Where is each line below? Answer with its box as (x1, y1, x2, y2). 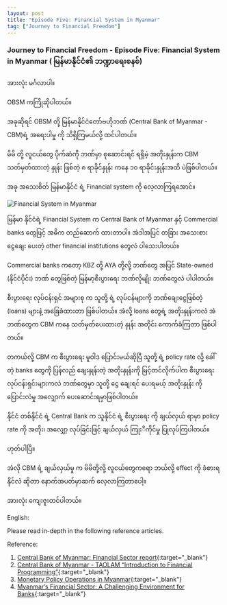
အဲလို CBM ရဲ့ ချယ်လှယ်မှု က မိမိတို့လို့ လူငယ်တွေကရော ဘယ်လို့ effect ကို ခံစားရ (7, 464, 220, 472)
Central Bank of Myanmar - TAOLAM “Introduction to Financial (16, 560, 193, 569)
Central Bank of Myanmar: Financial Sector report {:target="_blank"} (16, 553, 209, 561)
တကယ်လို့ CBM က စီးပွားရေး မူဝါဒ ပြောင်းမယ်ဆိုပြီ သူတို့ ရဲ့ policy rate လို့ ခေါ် (7, 353, 215, 361)
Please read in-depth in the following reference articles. (7, 526, 164, 535)
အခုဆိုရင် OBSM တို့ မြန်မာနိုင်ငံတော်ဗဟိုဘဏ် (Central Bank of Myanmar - (7, 117, 208, 126)
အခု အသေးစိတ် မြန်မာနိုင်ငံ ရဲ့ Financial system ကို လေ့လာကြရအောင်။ (7, 182, 196, 191)
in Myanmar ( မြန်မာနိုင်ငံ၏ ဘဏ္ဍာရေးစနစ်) (7, 56, 142, 66)
